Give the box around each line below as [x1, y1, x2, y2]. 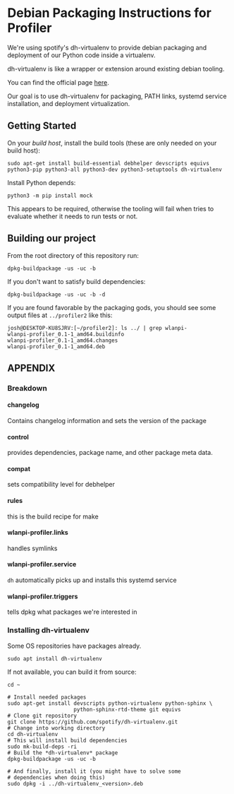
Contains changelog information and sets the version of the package [7, 417, 207, 425]
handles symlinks [7, 544, 58, 552]
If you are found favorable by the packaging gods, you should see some [7, 303, 216, 312]
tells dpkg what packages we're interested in [7, 608, 137, 616]
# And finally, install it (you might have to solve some [7, 768, 181, 775]
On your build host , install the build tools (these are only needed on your [7, 138, 217, 147]
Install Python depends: [7, 178, 76, 186]
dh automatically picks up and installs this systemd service [7, 576, 178, 584]
